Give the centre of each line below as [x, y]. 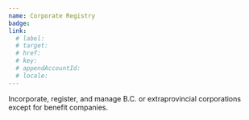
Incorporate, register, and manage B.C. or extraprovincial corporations [125, 98]
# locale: [32, 76]
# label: [30, 38]
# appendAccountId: [48, 68]
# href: [29, 53]
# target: [32, 46]
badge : [19, 23]
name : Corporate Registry [52, 16]
